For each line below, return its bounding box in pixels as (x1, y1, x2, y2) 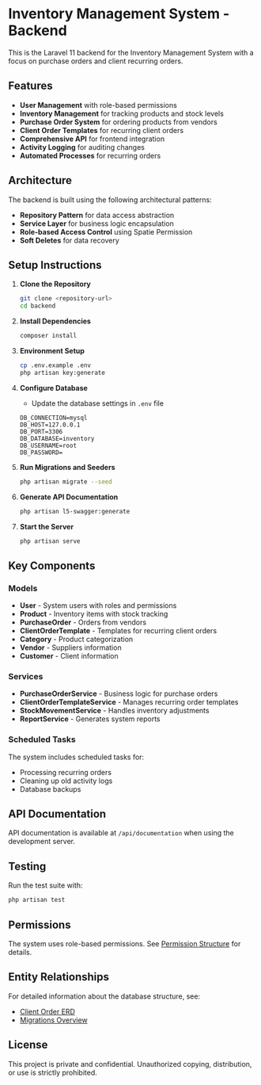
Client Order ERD (19, 1007, 75, 1016)
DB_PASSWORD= (19, 449, 63, 457)
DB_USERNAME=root (19, 441, 78, 449)
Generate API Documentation (19, 492, 119, 502)
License (8, 1038, 48, 1052)
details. (8, 947, 32, 957)
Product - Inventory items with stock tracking (19, 609, 168, 619)
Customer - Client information (19, 651, 119, 661)
